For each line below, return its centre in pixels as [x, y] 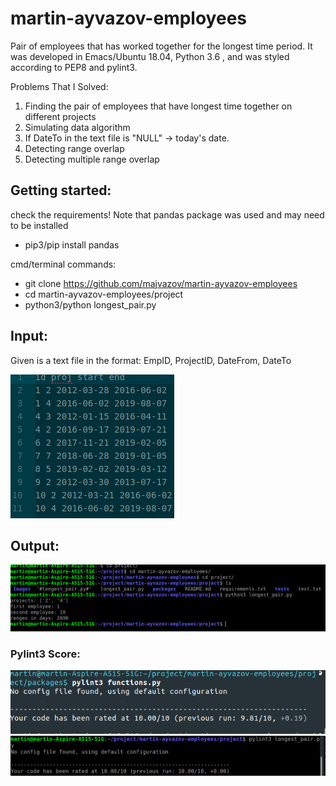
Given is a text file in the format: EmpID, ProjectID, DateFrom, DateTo [151, 360]
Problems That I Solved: [59, 86]
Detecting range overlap [74, 148]
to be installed [39, 225]
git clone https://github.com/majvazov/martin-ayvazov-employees [161, 283]
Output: [35, 545]
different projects [60, 116]
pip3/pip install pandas [72, 244]
